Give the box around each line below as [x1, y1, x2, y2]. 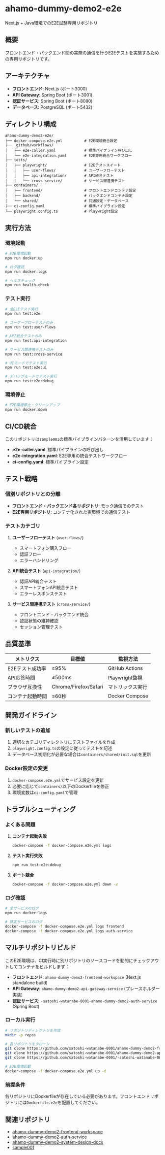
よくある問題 [5, 821, 36, 828]
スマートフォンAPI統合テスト [19, 584, 79, 590]
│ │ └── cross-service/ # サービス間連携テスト [5, 178, 125, 184]
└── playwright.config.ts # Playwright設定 [5, 209, 118, 214]
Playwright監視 [108, 674, 142, 681]
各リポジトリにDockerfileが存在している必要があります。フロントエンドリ [5, 1093, 155, 1099]
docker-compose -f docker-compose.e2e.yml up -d [5, 1068, 107, 1074]
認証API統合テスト [19, 578, 57, 584]
